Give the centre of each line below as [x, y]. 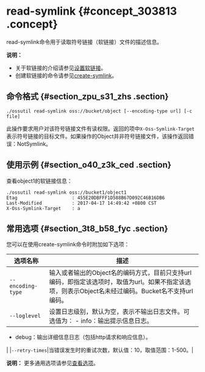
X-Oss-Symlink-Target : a [43, 208]
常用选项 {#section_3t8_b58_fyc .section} [87, 228]
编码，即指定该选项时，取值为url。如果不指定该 [117, 282]
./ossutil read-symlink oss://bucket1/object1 [67, 192]
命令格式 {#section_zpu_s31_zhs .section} [88, 97]
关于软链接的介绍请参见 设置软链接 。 [61, 68]
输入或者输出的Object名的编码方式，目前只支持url [120, 273]
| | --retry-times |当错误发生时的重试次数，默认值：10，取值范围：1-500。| [100, 350]
